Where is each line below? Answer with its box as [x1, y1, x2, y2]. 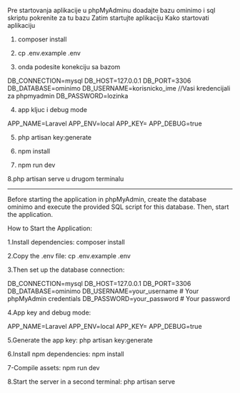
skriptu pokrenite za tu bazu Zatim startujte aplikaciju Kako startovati [7, 14, 209, 22]
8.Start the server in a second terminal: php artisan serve [7, 377, 176, 386]
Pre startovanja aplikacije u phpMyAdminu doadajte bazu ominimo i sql [7, 6, 216, 14]
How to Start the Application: [7, 224, 93, 233]
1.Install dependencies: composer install [7, 238, 125, 246]
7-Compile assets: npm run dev [7, 364, 100, 372]
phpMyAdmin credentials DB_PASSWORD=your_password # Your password [7, 295, 231, 302]
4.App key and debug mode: [7, 308, 91, 317]
